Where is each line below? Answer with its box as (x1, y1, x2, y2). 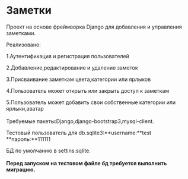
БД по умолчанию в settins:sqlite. (6, 147, 91, 154)
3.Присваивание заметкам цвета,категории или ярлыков (6, 76, 151, 83)
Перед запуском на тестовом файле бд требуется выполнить (6, 159, 167, 167)
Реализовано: (6, 41, 42, 48)
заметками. (6, 29, 36, 36)
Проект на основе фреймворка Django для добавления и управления (6, 23, 182, 30)
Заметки (6, 4, 52, 17)
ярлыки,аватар (6, 105, 44, 112)
